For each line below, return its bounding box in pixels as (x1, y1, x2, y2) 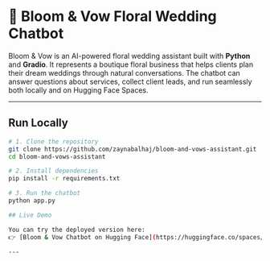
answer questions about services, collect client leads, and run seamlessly (8, 77, 252, 86)
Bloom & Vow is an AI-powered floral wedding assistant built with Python (8, 51, 251, 60)
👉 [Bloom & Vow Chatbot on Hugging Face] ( (8, 233, 157, 241)
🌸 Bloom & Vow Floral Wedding (8, 7, 217, 26)
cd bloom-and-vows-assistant (8, 152, 106, 160)
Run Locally (8, 116, 68, 130)
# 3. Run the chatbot (8, 189, 81, 197)
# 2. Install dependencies (8, 167, 99, 176)
